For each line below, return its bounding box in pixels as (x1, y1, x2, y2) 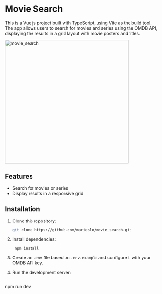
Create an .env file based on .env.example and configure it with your (12, 255, 151, 261)
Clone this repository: (12, 218, 56, 224)
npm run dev (5, 284, 31, 290)
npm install (14, 246, 39, 251)
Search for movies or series (12, 185, 69, 191)
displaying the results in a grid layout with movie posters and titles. (5, 30, 140, 36)
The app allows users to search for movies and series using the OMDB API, (5, 25, 158, 31)
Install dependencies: (12, 236, 56, 242)
